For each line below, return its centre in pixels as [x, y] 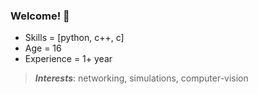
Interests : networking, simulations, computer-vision [141, 78]
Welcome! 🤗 [40, 16]
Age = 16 [43, 48]
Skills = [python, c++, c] [74, 38]
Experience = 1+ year [68, 59]
